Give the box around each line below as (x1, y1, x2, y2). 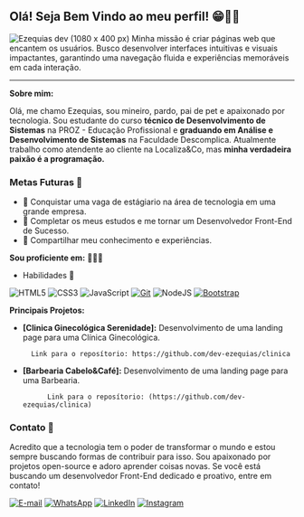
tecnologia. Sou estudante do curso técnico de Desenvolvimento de (9, 115, 266, 126)
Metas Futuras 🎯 (9, 175, 83, 188)
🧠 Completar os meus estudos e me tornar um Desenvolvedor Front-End (22, 216, 292, 227)
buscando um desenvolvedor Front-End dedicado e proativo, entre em (9, 471, 272, 482)
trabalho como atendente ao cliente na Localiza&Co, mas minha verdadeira (9, 144, 292, 155)
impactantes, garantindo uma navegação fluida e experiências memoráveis (9, 52, 290, 63)
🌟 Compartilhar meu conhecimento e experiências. (22, 235, 213, 246)
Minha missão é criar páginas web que (131, 33, 276, 43)
